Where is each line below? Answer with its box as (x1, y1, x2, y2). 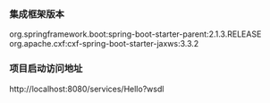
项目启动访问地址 (9, 63, 83, 75)
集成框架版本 (9, 7, 65, 20)
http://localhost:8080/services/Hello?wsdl (9, 83, 165, 94)
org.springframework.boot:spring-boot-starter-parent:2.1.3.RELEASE (9, 29, 262, 39)
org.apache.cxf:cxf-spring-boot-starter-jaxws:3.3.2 (9, 39, 199, 49)
